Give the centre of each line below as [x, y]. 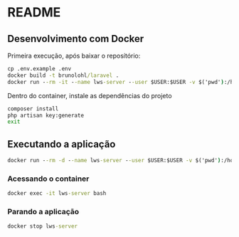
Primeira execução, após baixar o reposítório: [74, 56]
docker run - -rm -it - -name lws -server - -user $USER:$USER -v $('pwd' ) [116, 82]
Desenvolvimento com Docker [76, 39]
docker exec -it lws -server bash [57, 194]
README [34, 12]
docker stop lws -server [43, 226]
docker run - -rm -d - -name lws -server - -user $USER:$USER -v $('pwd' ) [114, 161]
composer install [33, 109]
